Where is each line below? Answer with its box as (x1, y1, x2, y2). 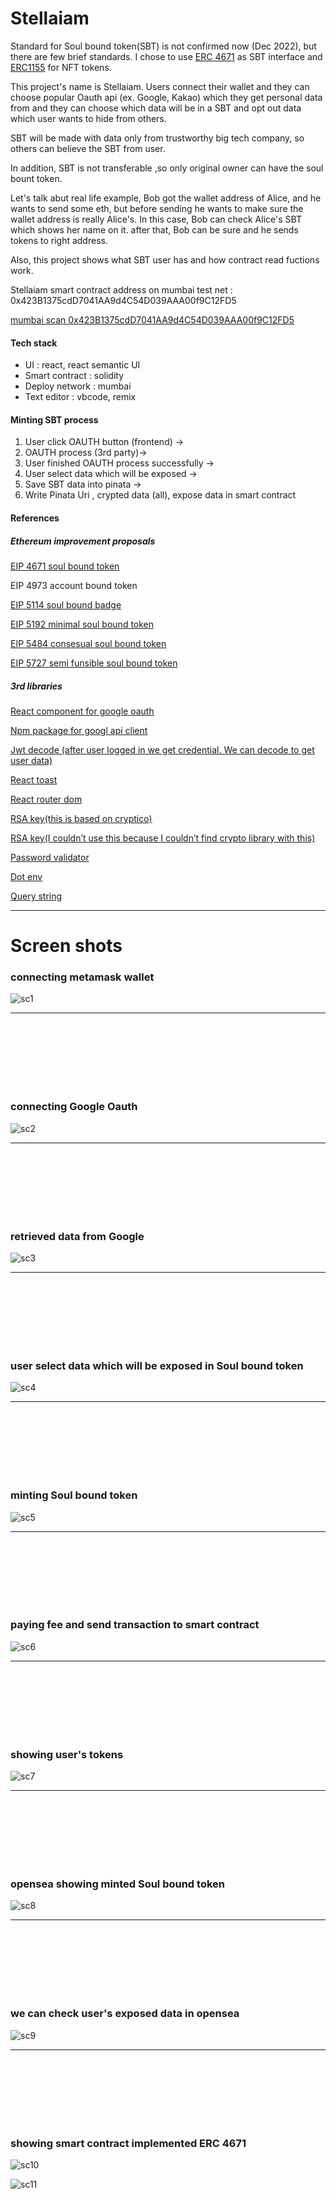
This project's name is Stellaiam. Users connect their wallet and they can (10, 80, 310, 92)
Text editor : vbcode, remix (24, 391, 137, 403)
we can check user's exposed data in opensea (10, 2007, 240, 2021)
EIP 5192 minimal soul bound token (10, 618, 155, 630)
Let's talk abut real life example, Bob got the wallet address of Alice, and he (10, 192, 322, 204)
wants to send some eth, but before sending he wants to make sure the (10, 202, 304, 214)
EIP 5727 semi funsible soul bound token (10, 657, 178, 669)
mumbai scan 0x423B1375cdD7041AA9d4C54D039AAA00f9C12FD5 (10, 313, 295, 326)
